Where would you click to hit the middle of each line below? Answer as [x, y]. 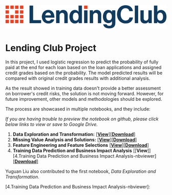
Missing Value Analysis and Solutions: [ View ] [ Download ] [75, 140]
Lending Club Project [51, 48]
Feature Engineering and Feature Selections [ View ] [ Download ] [81, 145]
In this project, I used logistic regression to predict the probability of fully [82, 62]
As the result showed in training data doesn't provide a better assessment [83, 88]
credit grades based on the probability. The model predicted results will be [84, 73]
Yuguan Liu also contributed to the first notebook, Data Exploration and [81, 171]
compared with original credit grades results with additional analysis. [78, 78]
